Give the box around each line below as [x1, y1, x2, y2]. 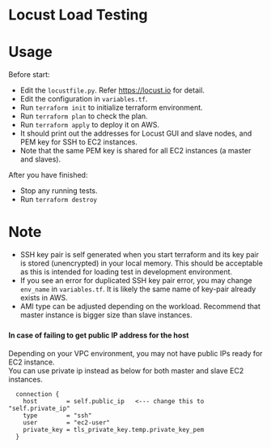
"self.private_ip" [8, 404, 70, 412]
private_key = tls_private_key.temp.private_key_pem [23, 425, 205, 433]
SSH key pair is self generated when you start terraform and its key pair [19, 250, 259, 260]
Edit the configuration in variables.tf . [19, 94, 148, 104]
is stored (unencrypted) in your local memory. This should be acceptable [19, 258, 263, 269]
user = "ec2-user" [23, 418, 111, 427]
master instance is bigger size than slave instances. [19, 310, 193, 320]
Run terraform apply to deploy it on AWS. [19, 120, 160, 130]
